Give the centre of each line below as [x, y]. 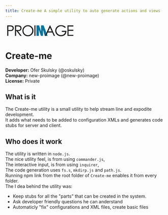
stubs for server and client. [34, 126]
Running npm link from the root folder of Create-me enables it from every [81, 176]
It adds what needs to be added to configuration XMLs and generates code [84, 120]
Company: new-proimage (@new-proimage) [52, 75]
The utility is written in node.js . [38, 154]
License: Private [22, 81]
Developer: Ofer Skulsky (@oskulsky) [45, 70]
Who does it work [34, 141]
